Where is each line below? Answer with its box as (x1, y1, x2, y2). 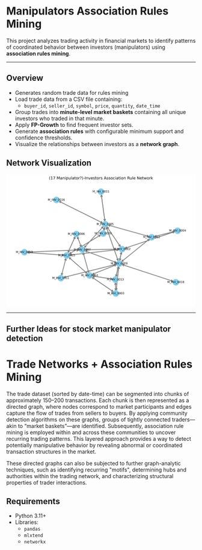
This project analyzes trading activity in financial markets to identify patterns (6, 37, 196, 44)
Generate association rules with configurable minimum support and (14, 127, 184, 135)
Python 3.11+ (14, 512, 47, 520)
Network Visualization (6, 158, 92, 168)
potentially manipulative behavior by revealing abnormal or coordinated (6, 441, 183, 449)
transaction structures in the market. (6, 448, 97, 455)
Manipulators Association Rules (6, 4, 169, 18)
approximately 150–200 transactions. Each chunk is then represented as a (6, 397, 189, 404)
